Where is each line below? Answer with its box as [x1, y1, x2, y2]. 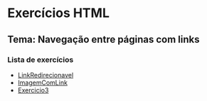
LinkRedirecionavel [17, 70, 74, 79]
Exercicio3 [17, 85, 49, 94]
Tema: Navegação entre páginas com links [7, 33, 201, 46]
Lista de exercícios [7, 55, 74, 65]
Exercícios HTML [7, 5, 110, 21]
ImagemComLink [17, 78, 68, 87]
